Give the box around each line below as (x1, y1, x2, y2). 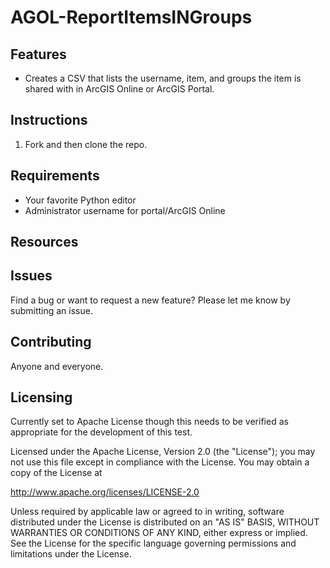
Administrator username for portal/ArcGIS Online (24, 204, 226, 216)
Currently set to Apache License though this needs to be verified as (10, 416, 289, 428)
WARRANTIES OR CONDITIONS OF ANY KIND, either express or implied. (10, 527, 308, 539)
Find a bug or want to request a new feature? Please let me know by (10, 294, 291, 306)
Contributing (10, 334, 92, 351)
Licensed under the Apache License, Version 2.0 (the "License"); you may (10, 446, 316, 458)
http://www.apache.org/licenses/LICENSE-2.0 (10, 486, 200, 498)
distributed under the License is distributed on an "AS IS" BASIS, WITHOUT (10, 516, 320, 528)
